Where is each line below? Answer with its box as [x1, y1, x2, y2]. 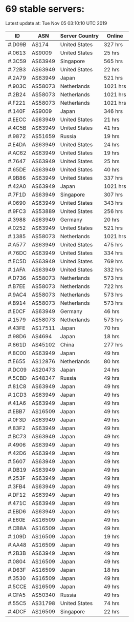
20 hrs [103, 216, 120, 223]
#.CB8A [8, 524, 27, 532]
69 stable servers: [5, 3, 85, 15]
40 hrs [103, 166, 120, 173]
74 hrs [103, 599, 120, 607]
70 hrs [103, 324, 120, 332]
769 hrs [103, 258, 123, 265]
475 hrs [103, 241, 123, 248]
